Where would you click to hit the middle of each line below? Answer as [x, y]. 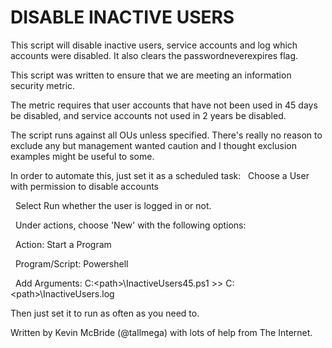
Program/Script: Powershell [71, 263]
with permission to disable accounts [84, 186]
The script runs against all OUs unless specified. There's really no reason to [166, 135]
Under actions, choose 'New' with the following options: [130, 225]
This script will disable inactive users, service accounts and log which [154, 45]
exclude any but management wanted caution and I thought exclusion [153, 145]
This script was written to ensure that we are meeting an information [151, 75]
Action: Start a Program [63, 244]
